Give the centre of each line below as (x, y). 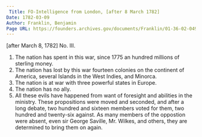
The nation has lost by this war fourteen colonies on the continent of (99, 70)
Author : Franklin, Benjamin (41, 23)
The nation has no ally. (43, 89)
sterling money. (34, 64)
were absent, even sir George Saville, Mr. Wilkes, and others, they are (101, 121)
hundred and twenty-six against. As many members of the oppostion (100, 115)
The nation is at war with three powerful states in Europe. (86, 83)
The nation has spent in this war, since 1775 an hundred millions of (97, 57)
